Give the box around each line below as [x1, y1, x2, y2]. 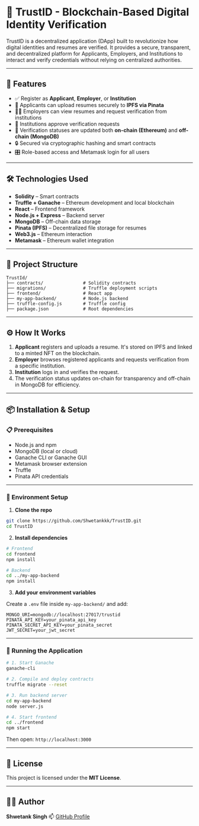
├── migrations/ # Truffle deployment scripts [6, 285, 158, 292]
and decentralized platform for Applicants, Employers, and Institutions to [6, 50, 183, 57]
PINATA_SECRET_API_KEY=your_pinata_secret [6, 622, 113, 628]
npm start [6, 725, 31, 731]
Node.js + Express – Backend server [14, 211, 105, 218]
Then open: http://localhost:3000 [6, 736, 92, 743]
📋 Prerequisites [6, 425, 53, 434]
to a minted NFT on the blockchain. [14, 350, 101, 357]
